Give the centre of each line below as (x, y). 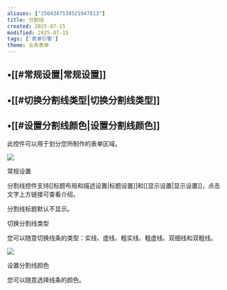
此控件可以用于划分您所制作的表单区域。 (64, 143)
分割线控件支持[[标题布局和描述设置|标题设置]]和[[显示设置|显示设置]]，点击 (114, 185)
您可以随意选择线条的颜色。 (46, 280)
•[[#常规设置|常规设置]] (57, 75)
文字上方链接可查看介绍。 (43, 194)
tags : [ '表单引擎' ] (33, 39)
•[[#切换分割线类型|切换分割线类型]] (84, 100)
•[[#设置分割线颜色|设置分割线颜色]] (84, 126)
